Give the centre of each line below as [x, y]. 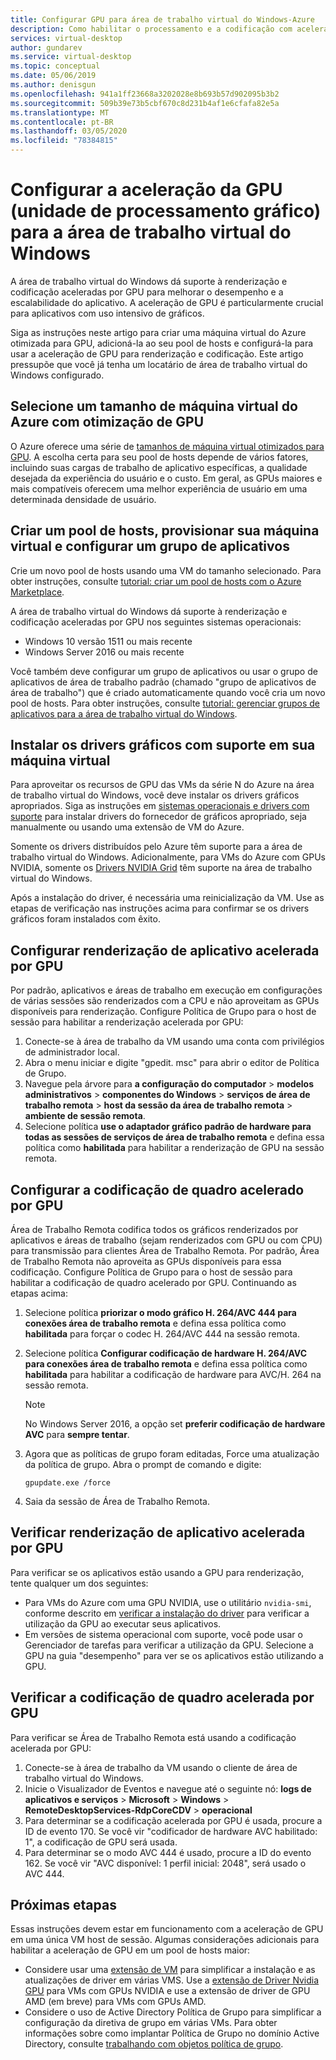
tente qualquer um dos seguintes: [79, 1583]
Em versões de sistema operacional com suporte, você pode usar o [163, 1634]
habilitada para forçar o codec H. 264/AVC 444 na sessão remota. [162, 1334]
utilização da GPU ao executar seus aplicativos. [123, 1623]
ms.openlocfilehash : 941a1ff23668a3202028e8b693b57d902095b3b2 [145, 94]
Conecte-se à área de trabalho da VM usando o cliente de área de [161, 1767]
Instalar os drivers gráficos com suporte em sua [163, 744]
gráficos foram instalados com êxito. [85, 919]
